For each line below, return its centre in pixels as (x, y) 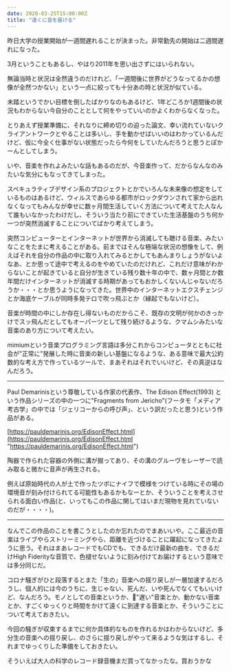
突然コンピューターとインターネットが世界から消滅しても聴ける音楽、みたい (115, 238)
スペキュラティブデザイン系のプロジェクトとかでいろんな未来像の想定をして (115, 189)
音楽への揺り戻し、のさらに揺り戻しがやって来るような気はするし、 (121, 637)
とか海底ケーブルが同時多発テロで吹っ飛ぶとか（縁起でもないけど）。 (105, 298)
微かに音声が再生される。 (67, 469)
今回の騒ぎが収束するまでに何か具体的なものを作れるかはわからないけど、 (112, 629)
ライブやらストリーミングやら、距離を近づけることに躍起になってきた (118, 539)
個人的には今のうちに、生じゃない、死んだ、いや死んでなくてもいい (121, 588)
